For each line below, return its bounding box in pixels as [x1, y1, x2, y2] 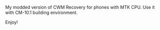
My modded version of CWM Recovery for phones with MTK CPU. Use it [5, 4, 155, 10]
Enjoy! [5, 19, 19, 25]
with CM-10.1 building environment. [5, 9, 78, 15]
